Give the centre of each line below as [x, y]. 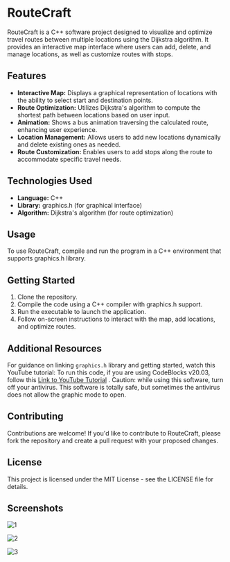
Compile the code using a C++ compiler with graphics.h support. [110, 304]
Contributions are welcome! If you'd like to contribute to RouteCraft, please [114, 433]
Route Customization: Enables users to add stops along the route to [115, 151]
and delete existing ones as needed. [69, 144]
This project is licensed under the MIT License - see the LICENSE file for [110, 479]
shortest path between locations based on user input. [94, 115]
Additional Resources [54, 348]
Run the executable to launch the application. [82, 312]
